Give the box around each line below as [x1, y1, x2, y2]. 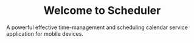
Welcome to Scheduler [43, 4, 161, 18]
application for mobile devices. [6, 30, 84, 37]
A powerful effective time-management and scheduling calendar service [6, 24, 189, 31]
